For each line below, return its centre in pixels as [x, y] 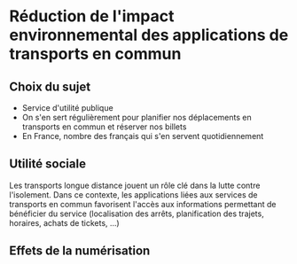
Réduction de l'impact [92, 16]
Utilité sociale [48, 164]
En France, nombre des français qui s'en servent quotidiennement [143, 136]
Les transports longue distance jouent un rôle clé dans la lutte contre [135, 185]
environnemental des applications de [149, 35]
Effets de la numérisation [80, 251]
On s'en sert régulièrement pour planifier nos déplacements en [137, 117]
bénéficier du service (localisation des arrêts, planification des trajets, [137, 214]
